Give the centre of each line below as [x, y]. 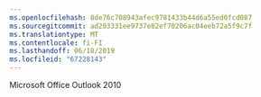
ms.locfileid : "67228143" [58, 59]
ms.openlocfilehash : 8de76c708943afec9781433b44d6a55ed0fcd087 [131, 18]
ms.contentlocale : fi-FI [56, 43]
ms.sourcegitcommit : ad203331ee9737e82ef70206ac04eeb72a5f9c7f [131, 26]
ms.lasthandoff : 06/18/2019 [62, 51]
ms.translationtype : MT [54, 34]
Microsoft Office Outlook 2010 [65, 85]
